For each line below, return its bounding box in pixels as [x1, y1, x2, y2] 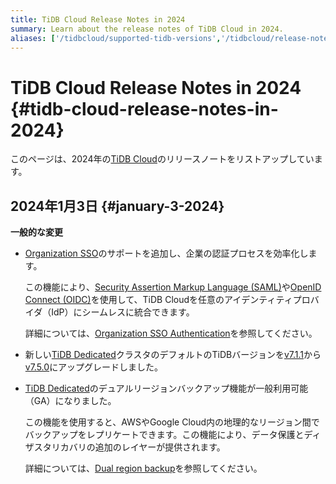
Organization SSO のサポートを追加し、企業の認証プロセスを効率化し [24, 247, 309, 260]
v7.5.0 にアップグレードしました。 [24, 361, 164, 373]
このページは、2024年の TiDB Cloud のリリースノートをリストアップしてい [10, 153, 315, 165]
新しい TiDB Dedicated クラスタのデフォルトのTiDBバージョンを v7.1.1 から [24, 349, 322, 361]
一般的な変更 [10, 226, 63, 238]
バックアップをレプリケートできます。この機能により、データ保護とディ [24, 429, 322, 441]
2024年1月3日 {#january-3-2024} [10, 197, 225, 215]
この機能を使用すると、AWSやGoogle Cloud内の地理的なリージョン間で [24, 416, 320, 428]
